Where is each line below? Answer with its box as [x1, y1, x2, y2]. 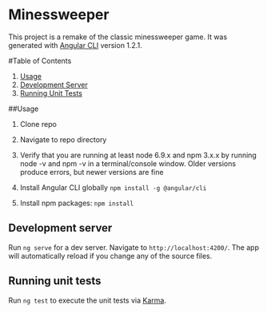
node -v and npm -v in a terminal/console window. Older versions [19, 158, 237, 168]
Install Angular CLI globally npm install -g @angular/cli [19, 182, 207, 192]
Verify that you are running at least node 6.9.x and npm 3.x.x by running [19, 150, 257, 160]
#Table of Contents [8, 56, 72, 65]
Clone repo [19, 119, 58, 129]
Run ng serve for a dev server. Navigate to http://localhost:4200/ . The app [8, 242, 260, 252]
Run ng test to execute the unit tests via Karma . [8, 295, 166, 305]
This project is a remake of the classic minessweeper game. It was [8, 32, 228, 42]
